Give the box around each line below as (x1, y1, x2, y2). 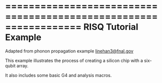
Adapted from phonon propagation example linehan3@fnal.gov (5, 48, 134, 54)
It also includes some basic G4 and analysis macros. (5, 72, 112, 78)
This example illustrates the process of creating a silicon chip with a (5, 57, 143, 63)
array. (16, 62, 29, 69)
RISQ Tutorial (83, 22, 138, 32)
